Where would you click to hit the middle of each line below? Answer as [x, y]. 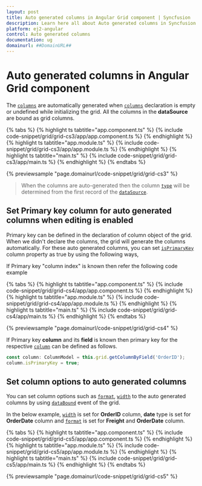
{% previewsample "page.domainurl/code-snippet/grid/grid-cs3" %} [92, 174]
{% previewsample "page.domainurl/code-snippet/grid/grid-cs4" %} [92, 328]
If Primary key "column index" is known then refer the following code [92, 266]
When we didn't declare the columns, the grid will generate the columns [96, 241]
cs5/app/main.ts [27, 465]
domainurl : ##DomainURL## [39, 46]
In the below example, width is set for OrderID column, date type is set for [99, 415]
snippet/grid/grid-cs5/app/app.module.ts [57, 452]
